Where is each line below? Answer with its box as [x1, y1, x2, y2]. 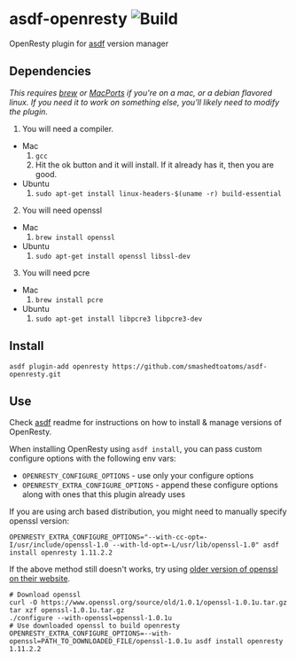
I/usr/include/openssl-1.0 [9, 540, 109, 549]
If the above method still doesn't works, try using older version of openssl [9, 564, 278, 575]
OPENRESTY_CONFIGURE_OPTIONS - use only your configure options [21, 470, 254, 481]
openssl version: [9, 516, 70, 526]
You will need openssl [21, 205, 103, 215]
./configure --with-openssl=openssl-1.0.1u [9, 614, 173, 623]
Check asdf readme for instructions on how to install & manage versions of [9, 417, 282, 428]
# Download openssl [9, 590, 82, 600]
